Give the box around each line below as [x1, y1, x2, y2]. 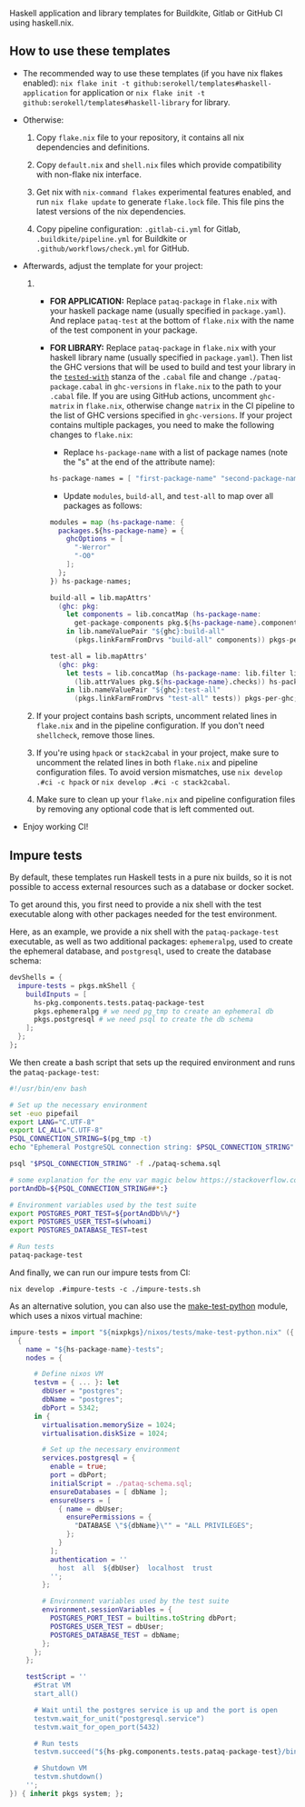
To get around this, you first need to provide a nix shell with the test [9, 899, 261, 910]
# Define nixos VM [33, 1370, 103, 1379]
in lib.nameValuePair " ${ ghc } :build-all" [66, 627, 225, 636]
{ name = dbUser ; [57, 1504, 124, 1513]
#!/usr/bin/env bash [9, 1083, 88, 1093]
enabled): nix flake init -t [22, 77, 130, 88]
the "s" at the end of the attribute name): [63, 456, 216, 467]
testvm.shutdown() [33, 1772, 103, 1782]
